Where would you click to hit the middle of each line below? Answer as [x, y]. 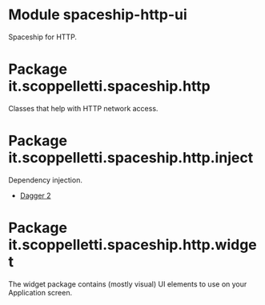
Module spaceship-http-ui [98, 15]
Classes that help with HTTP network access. [83, 108]
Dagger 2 [35, 195]
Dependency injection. [45, 180]
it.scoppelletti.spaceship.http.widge [133, 245]
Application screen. [40, 292]
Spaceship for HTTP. [43, 37]
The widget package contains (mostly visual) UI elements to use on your [128, 284]
